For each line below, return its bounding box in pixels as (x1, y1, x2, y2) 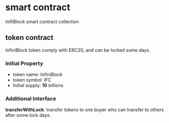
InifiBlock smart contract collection (5, 18, 79, 25)
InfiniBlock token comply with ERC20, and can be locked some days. (5, 47, 151, 53)
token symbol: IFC (12, 77, 51, 83)
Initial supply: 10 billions (12, 83, 64, 89)
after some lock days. (5, 112, 51, 118)
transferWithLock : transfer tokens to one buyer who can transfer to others (5, 107, 164, 113)
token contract (5, 33, 54, 42)
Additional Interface (5, 95, 57, 102)
